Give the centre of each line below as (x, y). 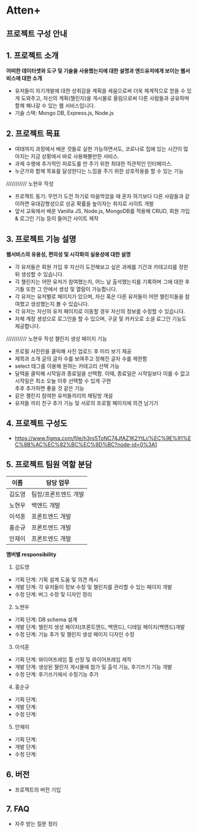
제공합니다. (28, 326)
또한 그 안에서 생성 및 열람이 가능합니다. (72, 289)
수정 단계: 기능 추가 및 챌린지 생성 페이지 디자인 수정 (75, 634)
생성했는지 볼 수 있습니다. (60, 304)
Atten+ (24, 10)
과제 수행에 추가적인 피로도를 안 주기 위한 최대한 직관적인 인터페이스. (93, 164)
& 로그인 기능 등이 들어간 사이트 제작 (56, 218)
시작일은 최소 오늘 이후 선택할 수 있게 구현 (63, 381)
